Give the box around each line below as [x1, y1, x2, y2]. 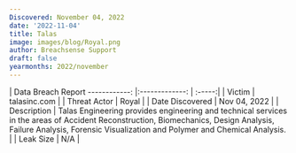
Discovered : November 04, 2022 [9, 12, 125, 22]
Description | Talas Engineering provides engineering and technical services [9, 105, 288, 116]
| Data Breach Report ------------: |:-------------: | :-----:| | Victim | [9, 86, 255, 97]
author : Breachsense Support [9, 46, 117, 55]
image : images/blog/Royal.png [9, 37, 121, 47]
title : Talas [9, 29, 58, 38]
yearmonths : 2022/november [9, 63, 109, 72]
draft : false [9, 54, 58, 63]
